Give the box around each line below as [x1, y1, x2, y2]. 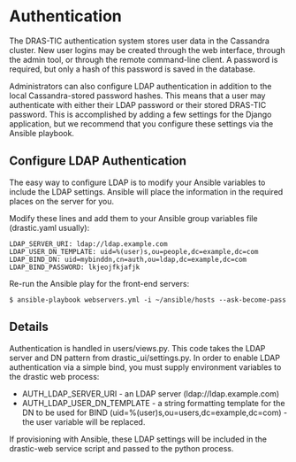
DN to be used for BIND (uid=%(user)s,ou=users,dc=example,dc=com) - [21, 407, 288, 418]
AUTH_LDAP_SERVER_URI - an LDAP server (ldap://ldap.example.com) [21, 388, 280, 399]
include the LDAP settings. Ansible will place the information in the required [9, 186, 284, 196]
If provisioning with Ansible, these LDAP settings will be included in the [9, 434, 268, 444]
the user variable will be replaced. [21, 416, 146, 427]
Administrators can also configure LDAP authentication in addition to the [9, 81, 272, 91]
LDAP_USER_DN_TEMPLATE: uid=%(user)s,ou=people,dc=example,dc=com [9, 247, 259, 256]
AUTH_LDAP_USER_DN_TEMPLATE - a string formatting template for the [21, 397, 285, 408]
